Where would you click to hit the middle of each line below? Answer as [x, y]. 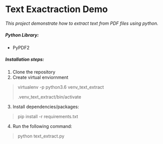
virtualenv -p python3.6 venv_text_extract [61, 87]
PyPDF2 [21, 47]
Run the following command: [42, 126]
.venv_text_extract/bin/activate [49, 97]
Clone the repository [34, 72]
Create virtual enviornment [40, 77]
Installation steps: [25, 59]
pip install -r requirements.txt [48, 116]
